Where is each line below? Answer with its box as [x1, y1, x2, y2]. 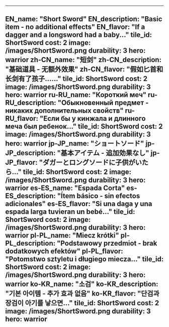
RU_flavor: [5, 114, 39, 123]
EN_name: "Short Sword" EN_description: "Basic [5, 15, 162, 23]
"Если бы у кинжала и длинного [39, 114, 146, 123]
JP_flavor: [5, 158, 38, 167]
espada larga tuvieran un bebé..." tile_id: [5, 208, 135, 216]
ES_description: [5, 192, 56, 200]
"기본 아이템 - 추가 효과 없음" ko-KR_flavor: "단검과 [5, 289, 159, 298]
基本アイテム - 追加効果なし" [60, 149, 149, 157]
